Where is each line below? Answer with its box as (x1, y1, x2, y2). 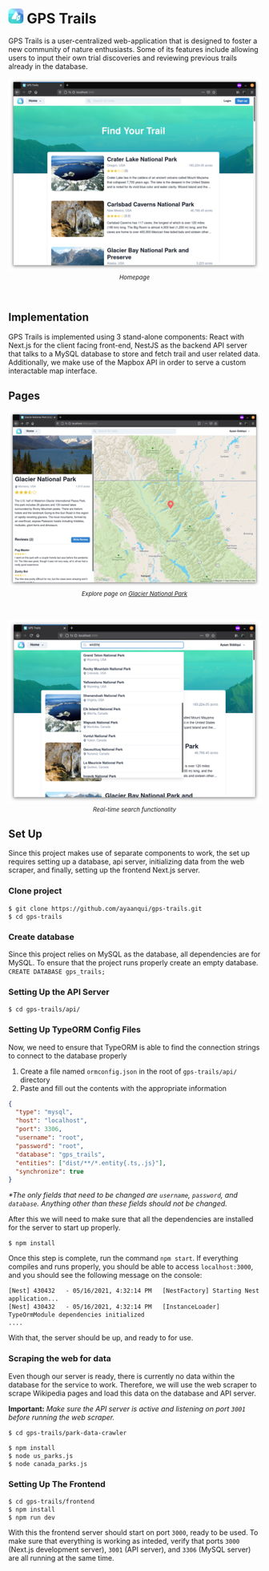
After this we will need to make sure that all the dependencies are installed (8, 1215, 254, 1224)
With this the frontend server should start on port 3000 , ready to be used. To (8, 1527, 259, 1537)
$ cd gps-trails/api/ (8, 1005, 81, 1013)
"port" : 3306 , (15, 1126, 62, 1134)
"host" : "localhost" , (15, 1117, 88, 1125)
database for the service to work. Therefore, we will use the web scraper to (8, 1380, 258, 1389)
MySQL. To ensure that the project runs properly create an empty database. (8, 957, 259, 967)
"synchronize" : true (15, 1167, 84, 1175)
